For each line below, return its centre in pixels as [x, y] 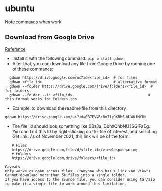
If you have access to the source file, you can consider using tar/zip [80, 179]
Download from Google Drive [50, 37]
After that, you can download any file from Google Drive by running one [83, 63]
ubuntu [20, 9]
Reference [15, 49]
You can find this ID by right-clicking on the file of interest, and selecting [84, 131]
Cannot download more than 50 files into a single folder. [66, 175]
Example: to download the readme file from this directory [69, 108]
